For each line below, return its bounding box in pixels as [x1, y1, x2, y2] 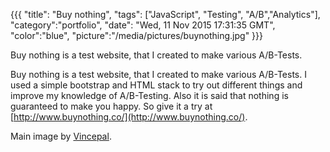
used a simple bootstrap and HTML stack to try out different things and [10, 79, 303, 91]
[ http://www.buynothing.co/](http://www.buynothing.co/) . [10, 111, 248, 123]
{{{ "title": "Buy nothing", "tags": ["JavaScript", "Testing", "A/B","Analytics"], [10, 9, 321, 20]
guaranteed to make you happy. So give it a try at [10, 100, 213, 112]
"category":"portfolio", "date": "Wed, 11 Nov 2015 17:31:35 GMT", [10, 19, 276, 31]
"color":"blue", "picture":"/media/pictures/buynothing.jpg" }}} [10, 30, 264, 41]
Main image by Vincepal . [10, 130, 112, 142]
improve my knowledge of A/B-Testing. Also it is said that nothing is [10, 90, 289, 101]
